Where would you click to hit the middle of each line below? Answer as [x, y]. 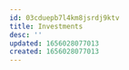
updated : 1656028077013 [55, 43]
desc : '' [26, 35]
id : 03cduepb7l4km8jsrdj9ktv [64, 18]
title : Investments [46, 26]
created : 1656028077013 [55, 52]
